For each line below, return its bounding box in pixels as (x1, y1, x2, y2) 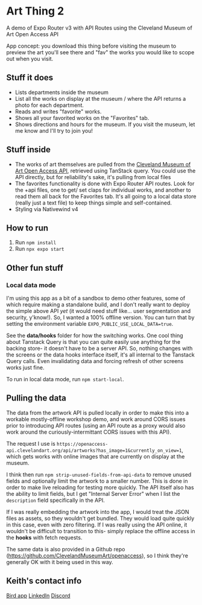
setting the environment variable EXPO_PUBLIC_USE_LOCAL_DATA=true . (6, 320, 174, 328)
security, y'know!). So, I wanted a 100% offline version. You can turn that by (6, 314, 195, 321)
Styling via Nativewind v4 (14, 205, 78, 212)
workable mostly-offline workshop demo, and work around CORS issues (6, 415, 186, 423)
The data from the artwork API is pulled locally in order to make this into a (6, 409, 189, 416)
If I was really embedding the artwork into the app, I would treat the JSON (6, 508, 189, 515)
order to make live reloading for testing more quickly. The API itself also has (6, 484, 194, 491)
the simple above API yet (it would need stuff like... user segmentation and (6, 308, 191, 315)
